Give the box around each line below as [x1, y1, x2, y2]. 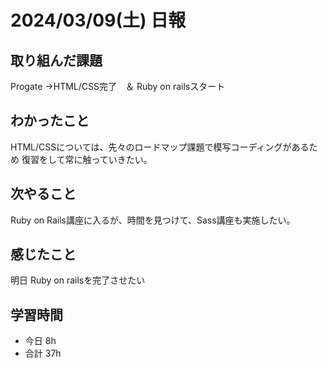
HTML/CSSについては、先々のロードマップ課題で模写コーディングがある [10, 141, 310, 153]
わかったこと [10, 112, 90, 130]
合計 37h [24, 347, 62, 360]
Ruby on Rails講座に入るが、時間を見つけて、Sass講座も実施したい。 [10, 214, 296, 226]
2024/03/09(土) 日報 [10, 9, 187, 32]
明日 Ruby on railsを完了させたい [10, 274, 146, 286]
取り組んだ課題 [10, 52, 103, 69]
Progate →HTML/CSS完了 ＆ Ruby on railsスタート [10, 81, 226, 92]
